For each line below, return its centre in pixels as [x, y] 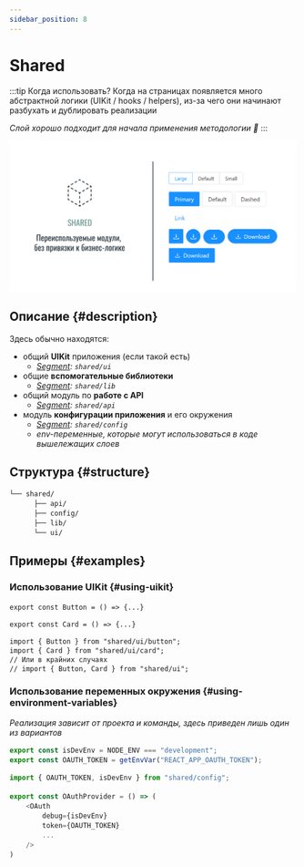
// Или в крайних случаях [58, 660]
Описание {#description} [84, 317]
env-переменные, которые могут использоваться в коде [147, 434]
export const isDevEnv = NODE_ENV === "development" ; [114, 750]
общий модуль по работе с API [83, 395]
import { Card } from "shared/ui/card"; [87, 650]
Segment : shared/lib [76, 385]
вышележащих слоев [78, 443]
